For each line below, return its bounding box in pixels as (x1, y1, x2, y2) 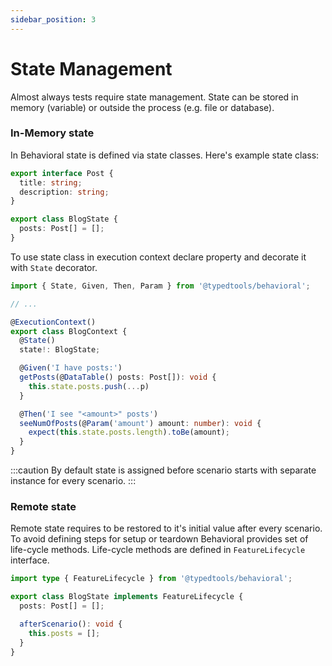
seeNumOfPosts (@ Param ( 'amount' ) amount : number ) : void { (19, 418, 262, 428)
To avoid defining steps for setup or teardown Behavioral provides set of (10, 533, 309, 545)
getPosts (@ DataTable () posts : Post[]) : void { (19, 372, 217, 383)
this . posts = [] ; (28, 628, 101, 638)
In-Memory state (10, 126, 95, 140)
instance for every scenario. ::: (10, 475, 137, 487)
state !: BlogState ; (19, 345, 101, 355)
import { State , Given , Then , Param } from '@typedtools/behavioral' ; (10, 281, 311, 291)
